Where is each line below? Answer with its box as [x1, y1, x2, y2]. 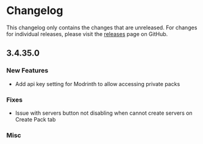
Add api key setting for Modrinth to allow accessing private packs [15, 80, 180, 87]
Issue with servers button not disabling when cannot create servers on [15, 109, 193, 117]
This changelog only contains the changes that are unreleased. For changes [6, 24, 198, 31]
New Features [6, 67, 49, 75]
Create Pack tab [15, 115, 56, 123]
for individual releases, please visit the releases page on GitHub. [6, 30, 168, 37]
